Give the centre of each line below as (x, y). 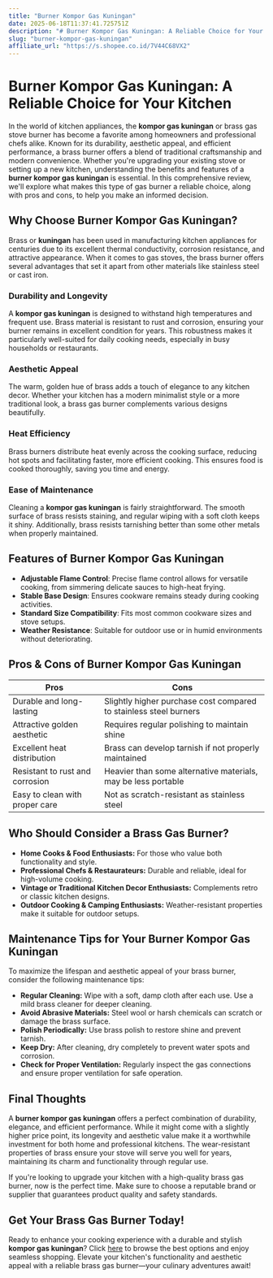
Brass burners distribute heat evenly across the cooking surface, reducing (133, 451)
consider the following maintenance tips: (76, 980)
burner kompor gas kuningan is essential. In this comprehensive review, (130, 178)
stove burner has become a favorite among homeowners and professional (132, 135)
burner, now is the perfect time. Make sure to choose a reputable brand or (132, 1186)
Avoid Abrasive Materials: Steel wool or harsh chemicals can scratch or (141, 1013)
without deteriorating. (56, 639)
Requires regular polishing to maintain (176, 724)
